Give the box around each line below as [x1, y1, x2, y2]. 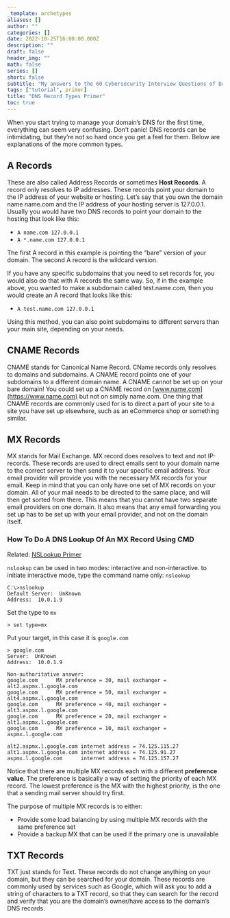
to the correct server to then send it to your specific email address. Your [7, 467, 211, 475]
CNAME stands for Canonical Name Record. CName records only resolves [7, 363, 217, 371]
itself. [7, 517, 23, 526]
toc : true [7, 99, 36, 106]
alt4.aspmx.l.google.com [7, 694, 78, 702]
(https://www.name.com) [7, 392, 78, 400]
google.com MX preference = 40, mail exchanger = [7, 701, 167, 707]
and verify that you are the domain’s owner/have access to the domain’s [7, 897, 210, 906]
